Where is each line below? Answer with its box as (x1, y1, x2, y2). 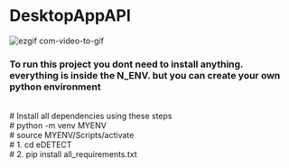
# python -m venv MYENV (9, 120, 107, 131)
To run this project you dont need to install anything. (9, 58, 244, 70)
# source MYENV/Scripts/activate (9, 130, 135, 141)
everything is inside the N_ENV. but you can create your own (9, 69, 281, 81)
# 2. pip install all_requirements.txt (9, 149, 137, 160)
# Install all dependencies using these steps (9, 110, 172, 122)
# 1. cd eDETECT (9, 139, 72, 150)
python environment (9, 80, 101, 93)
